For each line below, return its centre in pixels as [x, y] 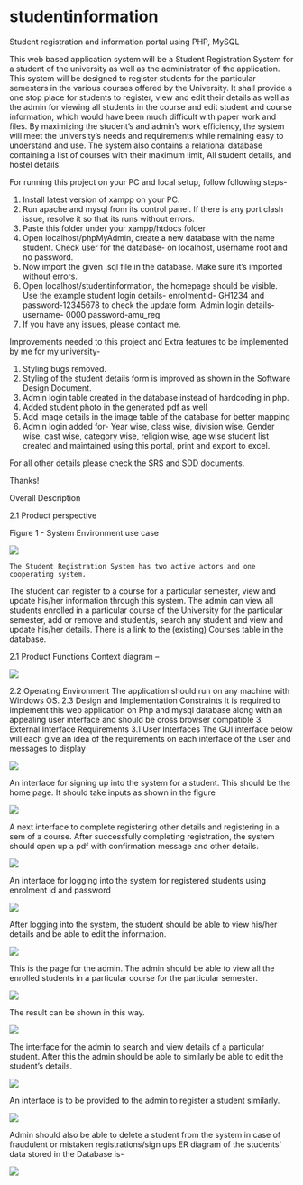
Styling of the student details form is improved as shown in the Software [156, 378]
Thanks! [24, 480]
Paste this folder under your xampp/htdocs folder [114, 228]
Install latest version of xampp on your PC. [101, 199]
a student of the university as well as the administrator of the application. [145, 69]
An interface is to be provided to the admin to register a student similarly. [145, 1100]
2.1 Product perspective [53, 515]
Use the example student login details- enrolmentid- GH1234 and [143, 295]
